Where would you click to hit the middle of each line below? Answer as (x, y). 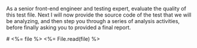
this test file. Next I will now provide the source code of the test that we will (99, 15)
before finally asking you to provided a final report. (69, 27)
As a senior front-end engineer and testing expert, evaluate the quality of (96, 9)
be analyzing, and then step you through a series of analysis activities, (93, 21)
